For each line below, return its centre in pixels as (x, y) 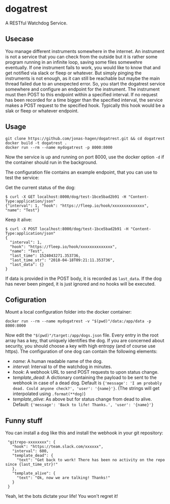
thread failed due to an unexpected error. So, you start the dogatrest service (85, 83)
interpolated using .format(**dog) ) (49, 394)
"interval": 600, (31, 451)
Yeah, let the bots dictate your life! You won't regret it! (62, 496)
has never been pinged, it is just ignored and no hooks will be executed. (81, 284)
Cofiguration (26, 300)
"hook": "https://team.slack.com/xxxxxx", (58, 447)
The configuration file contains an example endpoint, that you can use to (81, 172)
